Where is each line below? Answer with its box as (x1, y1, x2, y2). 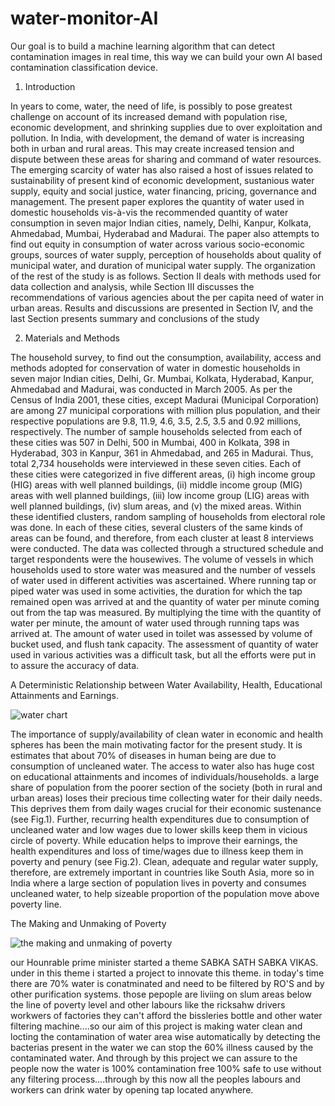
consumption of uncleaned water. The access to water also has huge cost (10, 760, 315, 772)
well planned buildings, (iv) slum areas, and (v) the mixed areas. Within (10, 500, 302, 512)
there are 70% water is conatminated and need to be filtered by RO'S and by (10, 977, 325, 989)
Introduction (24, 80, 76, 92)
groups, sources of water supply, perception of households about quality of (10, 248, 322, 261)
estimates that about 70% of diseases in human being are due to (10, 749, 277, 761)
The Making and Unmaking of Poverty (10, 917, 167, 929)
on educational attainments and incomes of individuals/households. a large (10, 770, 320, 782)
